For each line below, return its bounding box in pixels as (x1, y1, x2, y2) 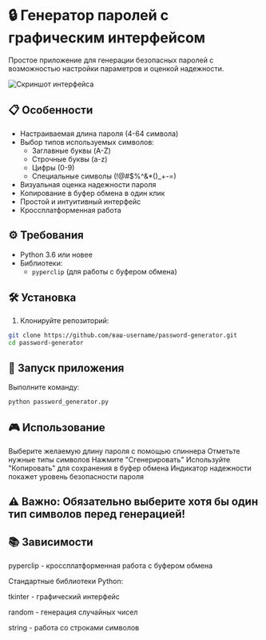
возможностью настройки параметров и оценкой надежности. (8, 63, 224, 73)
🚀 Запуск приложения (8, 361, 125, 374)
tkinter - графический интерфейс (8, 591, 120, 601)
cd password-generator (8, 339, 84, 347)
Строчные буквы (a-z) (31, 154, 108, 164)
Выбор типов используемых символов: (19, 137, 154, 146)
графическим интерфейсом (8, 29, 206, 47)
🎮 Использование (8, 421, 105, 434)
